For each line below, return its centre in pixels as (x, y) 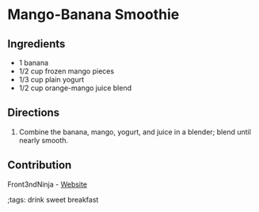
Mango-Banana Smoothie (93, 15)
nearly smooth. (44, 140)
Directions (34, 113)
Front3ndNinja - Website (48, 184)
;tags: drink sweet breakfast (53, 199)
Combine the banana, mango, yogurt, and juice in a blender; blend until (135, 131)
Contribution (40, 165)
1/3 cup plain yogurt (51, 79)
